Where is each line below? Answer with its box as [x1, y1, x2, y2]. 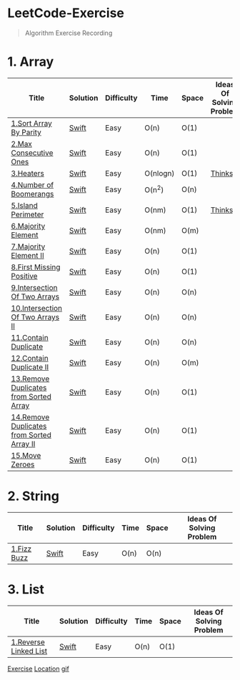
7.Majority [11, 241, 46, 251]
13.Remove [11, 374, 50, 384]
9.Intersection [11, 282, 58, 292]
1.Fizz [11, 544, 32, 554]
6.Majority [11, 221, 46, 231]
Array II [11, 439, 36, 449]
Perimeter [11, 209, 44, 219]
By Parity [11, 127, 41, 137]
